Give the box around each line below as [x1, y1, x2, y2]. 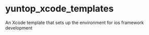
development [5, 24, 33, 30]
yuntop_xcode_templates [5, 3, 114, 14]
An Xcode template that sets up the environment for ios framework [5, 19, 144, 25]
